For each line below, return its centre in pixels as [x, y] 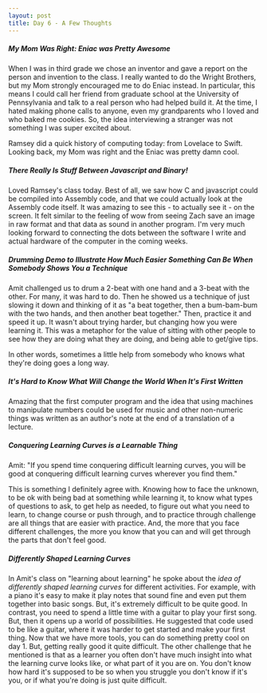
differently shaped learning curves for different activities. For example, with [132, 587]
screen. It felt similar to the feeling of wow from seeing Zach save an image [132, 216]
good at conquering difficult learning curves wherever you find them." [123, 474]
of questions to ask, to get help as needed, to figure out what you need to [129, 506]
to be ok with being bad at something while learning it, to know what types [131, 498]
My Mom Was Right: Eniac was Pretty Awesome [90, 49]
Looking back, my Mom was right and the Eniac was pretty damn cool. [124, 152]
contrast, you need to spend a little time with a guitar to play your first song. [133, 612]
